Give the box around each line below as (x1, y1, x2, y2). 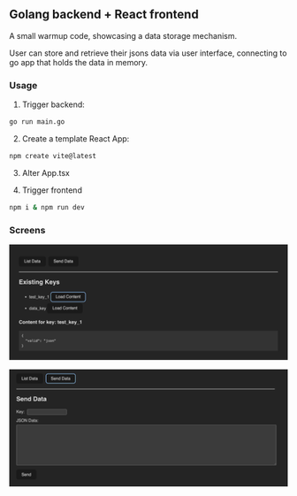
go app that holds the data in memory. (9, 57, 148, 67)
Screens (9, 224, 46, 236)
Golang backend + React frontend (9, 7, 199, 22)
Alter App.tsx (21, 167, 71, 178)
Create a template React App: (21, 133, 130, 144)
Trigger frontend (21, 185, 82, 195)
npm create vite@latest (9, 151, 97, 160)
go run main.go (9, 118, 65, 126)
